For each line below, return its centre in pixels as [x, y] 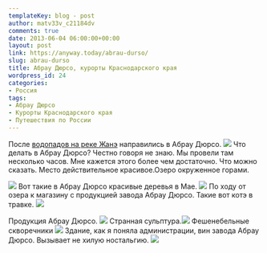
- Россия [23, 90]
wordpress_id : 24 [37, 75]
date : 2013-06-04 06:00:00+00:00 [64, 38]
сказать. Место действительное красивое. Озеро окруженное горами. [129, 169]
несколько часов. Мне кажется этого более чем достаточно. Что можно [133, 161]
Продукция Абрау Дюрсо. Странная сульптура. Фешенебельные [129, 221]
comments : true [34, 31]
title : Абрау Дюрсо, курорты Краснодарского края [93, 68]
